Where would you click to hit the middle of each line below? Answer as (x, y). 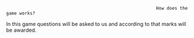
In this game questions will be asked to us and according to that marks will (96, 24)
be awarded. (21, 30)
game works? (21, 13)
